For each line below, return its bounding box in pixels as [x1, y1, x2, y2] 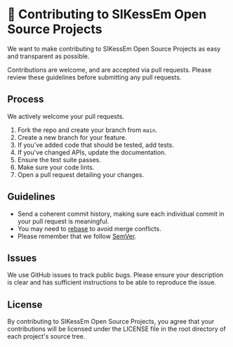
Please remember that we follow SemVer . [17, 232, 137, 240]
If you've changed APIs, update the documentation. [17, 148, 167, 157]
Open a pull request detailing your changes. [17, 170, 145, 178]
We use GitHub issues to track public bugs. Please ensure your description [7, 270, 224, 280]
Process [7, 93, 44, 105]
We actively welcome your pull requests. [7, 112, 125, 120]
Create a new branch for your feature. [17, 133, 128, 141]
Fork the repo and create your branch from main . [17, 126, 158, 134]
